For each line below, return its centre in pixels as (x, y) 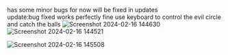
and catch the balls (34, 24)
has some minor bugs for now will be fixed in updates (83, 10)
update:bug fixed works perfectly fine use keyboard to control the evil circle (114, 17)
